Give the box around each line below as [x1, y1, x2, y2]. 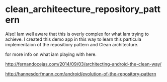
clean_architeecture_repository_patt [5, 4, 161, 15]
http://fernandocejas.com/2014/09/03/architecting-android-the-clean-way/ [5, 61, 162, 67]
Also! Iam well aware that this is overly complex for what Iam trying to [5, 31, 149, 37]
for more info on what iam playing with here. [5, 51, 97, 57]
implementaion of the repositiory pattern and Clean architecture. [5, 41, 139, 47]
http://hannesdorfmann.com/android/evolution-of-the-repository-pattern [5, 70, 156, 76]
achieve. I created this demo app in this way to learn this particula [5, 36, 142, 42]
